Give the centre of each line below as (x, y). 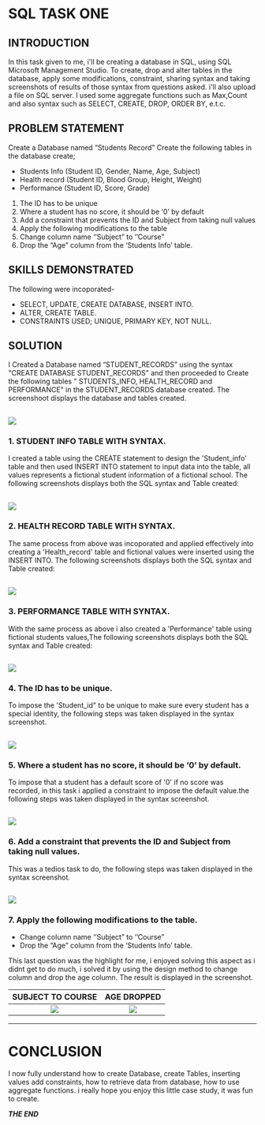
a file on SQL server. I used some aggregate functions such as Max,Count (128, 95)
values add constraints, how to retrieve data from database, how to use (124, 1082)
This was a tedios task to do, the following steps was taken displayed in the (131, 869)
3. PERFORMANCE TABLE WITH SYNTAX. (89, 611)
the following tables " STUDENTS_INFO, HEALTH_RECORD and (110, 381)
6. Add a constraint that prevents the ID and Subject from (119, 842)
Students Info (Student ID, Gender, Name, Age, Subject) (110, 171)
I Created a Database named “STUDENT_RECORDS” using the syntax (121, 364)
